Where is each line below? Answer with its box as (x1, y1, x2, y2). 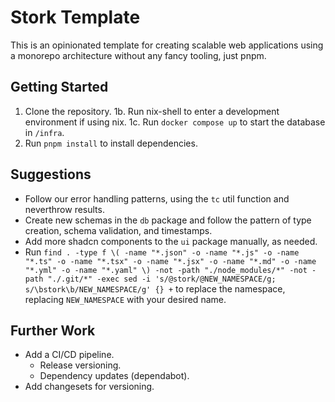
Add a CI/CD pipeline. (24, 349, 115, 361)
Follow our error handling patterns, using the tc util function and (24, 192, 290, 205)
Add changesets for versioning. (24, 381, 155, 393)
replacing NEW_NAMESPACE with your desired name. (24, 293, 227, 305)
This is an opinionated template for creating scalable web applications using (10, 39, 324, 51)
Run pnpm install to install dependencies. (24, 137, 198, 149)
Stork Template (10, 6, 141, 29)
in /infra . (24, 126, 65, 138)
